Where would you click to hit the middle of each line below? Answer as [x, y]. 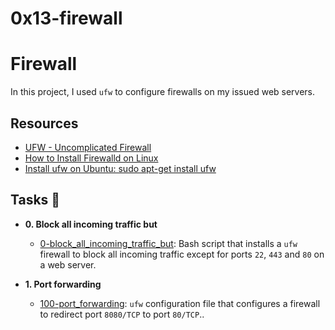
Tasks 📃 [35, 200]
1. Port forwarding [63, 284]
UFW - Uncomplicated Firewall [88, 147]
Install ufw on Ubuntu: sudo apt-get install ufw [120, 168]
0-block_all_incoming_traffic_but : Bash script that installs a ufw [168, 243]
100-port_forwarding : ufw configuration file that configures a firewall [180, 303]
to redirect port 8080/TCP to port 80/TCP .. [122, 314]
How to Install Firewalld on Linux [91, 158]
